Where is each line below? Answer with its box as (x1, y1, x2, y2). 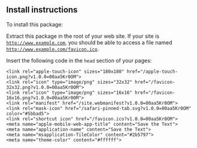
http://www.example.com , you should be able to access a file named (6, 39, 172, 46)
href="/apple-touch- (126, 69, 178, 75)
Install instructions (6, 5, 78, 15)
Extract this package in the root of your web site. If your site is (6, 32, 160, 40)
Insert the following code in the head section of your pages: (6, 57, 152, 64)
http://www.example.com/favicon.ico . (6, 45, 99, 52)
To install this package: (6, 20, 63, 28)
